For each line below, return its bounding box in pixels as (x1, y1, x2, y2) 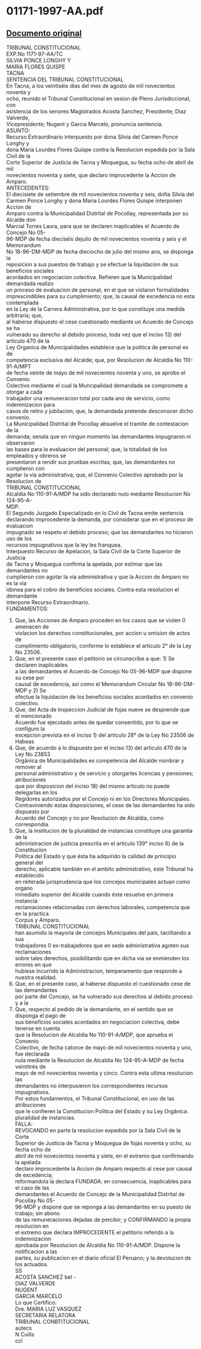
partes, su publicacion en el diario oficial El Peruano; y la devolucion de (14, 1254, 191, 1261)
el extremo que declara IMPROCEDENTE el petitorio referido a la (14, 1229, 174, 1236)
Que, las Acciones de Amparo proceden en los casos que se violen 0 (14, 617, 186, 623)
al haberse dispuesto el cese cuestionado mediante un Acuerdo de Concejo (6, 318, 194, 325)
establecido (14, 872, 44, 879)
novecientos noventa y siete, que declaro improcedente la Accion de (6, 172, 176, 178)
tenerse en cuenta (14, 1025, 61, 1032)
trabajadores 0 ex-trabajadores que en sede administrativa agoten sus (14, 942, 189, 949)
